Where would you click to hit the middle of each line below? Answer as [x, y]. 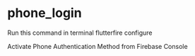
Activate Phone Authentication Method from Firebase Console [98, 46]
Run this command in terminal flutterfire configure [80, 33]
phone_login [45, 13]
